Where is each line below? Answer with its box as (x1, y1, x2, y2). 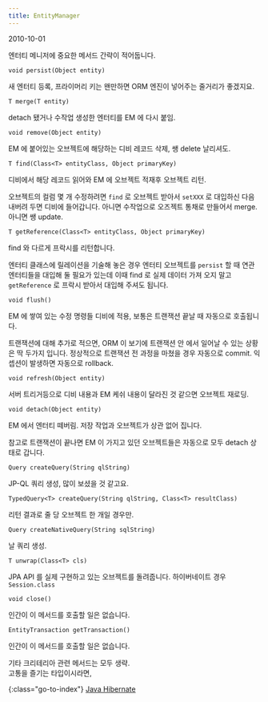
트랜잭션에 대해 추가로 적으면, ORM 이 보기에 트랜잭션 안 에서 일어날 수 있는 (8, 338, 244, 347)
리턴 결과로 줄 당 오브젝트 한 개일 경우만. (8, 509, 134, 519)
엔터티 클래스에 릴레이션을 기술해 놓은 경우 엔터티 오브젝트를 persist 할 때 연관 (8, 260, 255, 270)
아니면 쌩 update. (8, 212, 64, 221)
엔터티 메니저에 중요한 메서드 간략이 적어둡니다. (8, 50, 156, 60)
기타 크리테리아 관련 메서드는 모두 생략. (8, 658, 130, 668)
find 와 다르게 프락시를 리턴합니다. (8, 242, 115, 253)
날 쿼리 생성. (8, 541, 47, 550)
